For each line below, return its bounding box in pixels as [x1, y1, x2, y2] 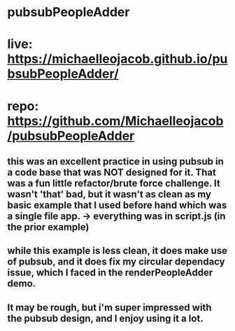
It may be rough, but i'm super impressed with [7, 302, 212, 314]
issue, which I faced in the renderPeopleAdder [7, 267, 213, 279]
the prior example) [7, 221, 90, 233]
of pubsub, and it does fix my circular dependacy [7, 256, 225, 268]
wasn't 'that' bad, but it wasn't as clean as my [7, 188, 212, 200]
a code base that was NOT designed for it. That [7, 166, 217, 178]
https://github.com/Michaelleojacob [7, 113, 224, 129]
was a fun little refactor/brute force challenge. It [7, 177, 220, 189]
